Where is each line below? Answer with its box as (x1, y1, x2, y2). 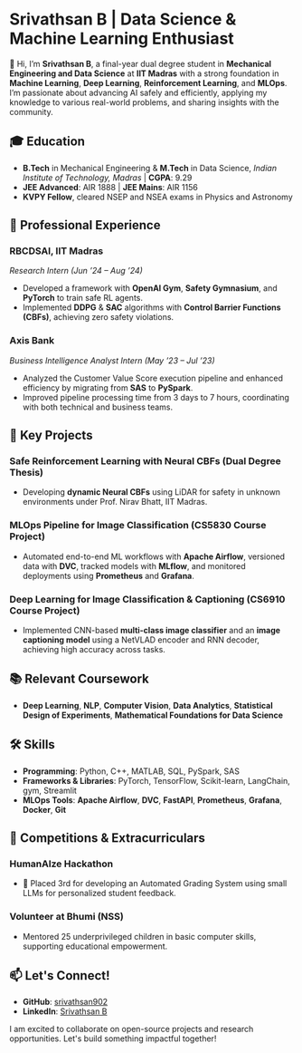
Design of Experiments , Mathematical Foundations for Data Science (22, 710, 283, 720)
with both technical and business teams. (22, 401, 174, 412)
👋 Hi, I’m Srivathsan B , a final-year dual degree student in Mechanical (9, 58, 272, 69)
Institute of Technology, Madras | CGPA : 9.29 (22, 172, 193, 183)
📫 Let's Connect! (9, 968, 110, 983)
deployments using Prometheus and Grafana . (22, 570, 194, 581)
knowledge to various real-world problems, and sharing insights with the (9, 96, 279, 108)
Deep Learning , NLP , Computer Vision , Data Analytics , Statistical (22, 700, 273, 710)
